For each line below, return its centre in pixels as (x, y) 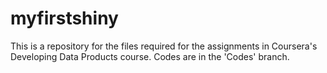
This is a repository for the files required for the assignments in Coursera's (164, 46)
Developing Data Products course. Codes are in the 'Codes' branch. (150, 56)
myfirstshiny (64, 18)
